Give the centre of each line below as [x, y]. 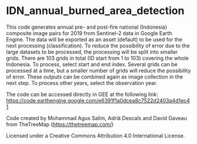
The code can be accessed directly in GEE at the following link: [82, 94]
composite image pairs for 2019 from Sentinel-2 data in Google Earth [89, 33]
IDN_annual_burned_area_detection [95, 11]
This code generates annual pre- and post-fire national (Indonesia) [87, 27]
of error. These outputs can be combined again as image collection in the [95, 77]
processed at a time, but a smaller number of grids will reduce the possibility [98, 70]
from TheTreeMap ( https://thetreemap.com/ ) [60, 124]
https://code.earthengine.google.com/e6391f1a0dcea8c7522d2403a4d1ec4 [98, 100]
